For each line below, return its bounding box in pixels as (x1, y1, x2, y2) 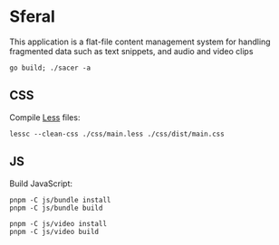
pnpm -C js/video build (9, 227, 100, 236)
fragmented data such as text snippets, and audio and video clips (9, 45, 254, 56)
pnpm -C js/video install (9, 219, 107, 228)
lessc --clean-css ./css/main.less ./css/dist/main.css (9, 129, 225, 138)
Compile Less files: (9, 111, 81, 123)
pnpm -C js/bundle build (9, 203, 103, 212)
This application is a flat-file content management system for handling (9, 36, 271, 47)
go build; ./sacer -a (9, 63, 91, 72)
